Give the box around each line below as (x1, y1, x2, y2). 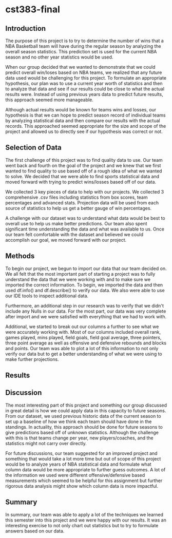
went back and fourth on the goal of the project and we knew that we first (5, 162, 161, 168)
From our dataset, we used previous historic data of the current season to (5, 413, 161, 419)
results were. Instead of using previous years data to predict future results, (5, 91, 163, 97)
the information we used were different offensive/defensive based (5, 472, 145, 478)
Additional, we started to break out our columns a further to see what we (5, 323, 159, 330)
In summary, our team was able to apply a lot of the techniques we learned (5, 511, 163, 517)
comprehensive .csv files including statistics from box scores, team (5, 194, 148, 200)
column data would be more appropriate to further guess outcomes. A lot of (5, 466, 166, 473)
